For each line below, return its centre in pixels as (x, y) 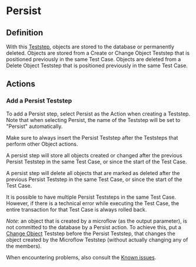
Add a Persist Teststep (39, 101)
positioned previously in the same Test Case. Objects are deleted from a (94, 59)
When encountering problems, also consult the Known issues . (81, 257)
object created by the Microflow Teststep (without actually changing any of (97, 239)
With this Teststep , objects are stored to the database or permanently (90, 47)
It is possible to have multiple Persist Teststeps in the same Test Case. (91, 197)
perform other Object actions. (42, 144)
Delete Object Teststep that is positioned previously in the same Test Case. (97, 65)
